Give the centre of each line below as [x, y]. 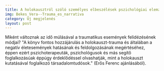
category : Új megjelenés [30, 19]
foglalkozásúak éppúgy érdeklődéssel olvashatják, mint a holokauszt [74, 58]
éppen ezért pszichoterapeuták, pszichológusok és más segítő [68, 53]
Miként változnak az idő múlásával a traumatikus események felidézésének [81, 37]
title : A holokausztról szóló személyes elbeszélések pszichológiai [76, 10]
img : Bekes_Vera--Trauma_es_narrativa [44, 14]
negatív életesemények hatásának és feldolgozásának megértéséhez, [75, 47]
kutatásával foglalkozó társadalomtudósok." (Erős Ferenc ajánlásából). [76, 63]
